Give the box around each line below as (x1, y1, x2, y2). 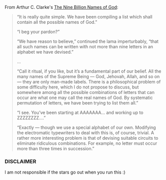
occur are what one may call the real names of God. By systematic (16, 94, 153, 100)
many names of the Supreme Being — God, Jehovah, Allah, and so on (16, 74, 160, 79)
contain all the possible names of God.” (16, 19, 97, 25)
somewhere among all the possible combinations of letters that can (16, 90, 155, 95)
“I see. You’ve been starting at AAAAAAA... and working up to (16, 109, 144, 115)
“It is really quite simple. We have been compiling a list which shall (16, 14, 153, 19)
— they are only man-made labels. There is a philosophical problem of (16, 79, 161, 85)
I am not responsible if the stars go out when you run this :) (4, 169, 126, 176)
